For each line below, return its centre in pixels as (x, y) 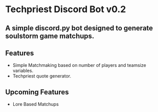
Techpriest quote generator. (42, 76)
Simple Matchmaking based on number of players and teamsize (79, 65)
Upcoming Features (37, 92)
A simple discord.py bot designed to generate (79, 28)
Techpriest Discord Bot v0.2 (66, 9)
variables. (23, 71)
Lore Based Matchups (36, 104)
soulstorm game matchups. (50, 36)
